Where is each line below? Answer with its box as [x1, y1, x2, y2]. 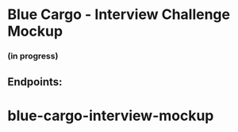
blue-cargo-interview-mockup [7, 107, 214, 124]
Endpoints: [7, 75, 63, 89]
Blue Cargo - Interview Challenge [7, 6, 231, 24]
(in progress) [7, 51, 59, 62]
